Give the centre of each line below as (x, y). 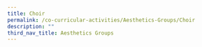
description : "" (31, 26)
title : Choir (26, 13)
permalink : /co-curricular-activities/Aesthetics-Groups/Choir (101, 20)
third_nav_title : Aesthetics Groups (60, 33)
